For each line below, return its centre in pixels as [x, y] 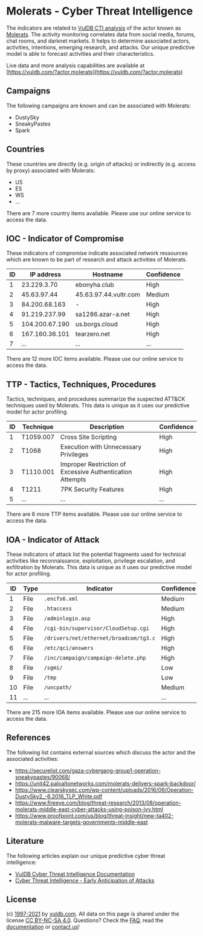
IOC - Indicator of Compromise [65, 239]
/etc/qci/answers [69, 648]
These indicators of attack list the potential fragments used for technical [96, 554]
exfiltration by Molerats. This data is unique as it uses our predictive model [99, 567]
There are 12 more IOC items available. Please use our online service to [95, 359]
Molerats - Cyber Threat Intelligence [100, 11]
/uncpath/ [58, 687]
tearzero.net [93, 334]
